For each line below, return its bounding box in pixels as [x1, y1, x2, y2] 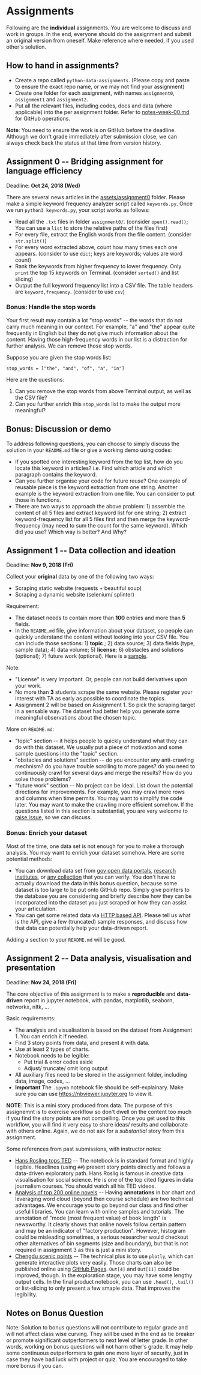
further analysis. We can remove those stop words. [6, 342, 133, 349]
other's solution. [6, 43, 47, 50]
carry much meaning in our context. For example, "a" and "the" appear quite [6, 323, 195, 330]
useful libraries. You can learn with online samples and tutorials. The [14, 1208, 184, 1215]
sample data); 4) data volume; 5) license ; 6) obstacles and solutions [14, 646, 184, 654]
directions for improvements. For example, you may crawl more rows [14, 788, 185, 796]
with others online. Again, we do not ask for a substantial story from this [6, 1127, 185, 1134]
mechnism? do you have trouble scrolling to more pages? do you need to [14, 763, 196, 770]
